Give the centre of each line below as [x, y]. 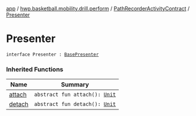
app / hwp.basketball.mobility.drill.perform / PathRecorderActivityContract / [98, 9]
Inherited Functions [35, 69]
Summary [75, 85]
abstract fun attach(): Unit [75, 95]
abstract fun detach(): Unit [75, 104]
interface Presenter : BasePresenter [53, 54]
